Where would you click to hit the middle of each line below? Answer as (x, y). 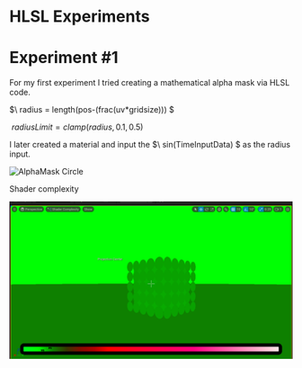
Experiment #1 (64, 58)
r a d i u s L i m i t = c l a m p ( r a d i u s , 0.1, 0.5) (77, 127)
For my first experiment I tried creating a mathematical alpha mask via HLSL (150, 83)
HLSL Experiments (80, 17)
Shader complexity (44, 189)
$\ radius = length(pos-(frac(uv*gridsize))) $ (92, 110)
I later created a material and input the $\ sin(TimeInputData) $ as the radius (150, 145)
